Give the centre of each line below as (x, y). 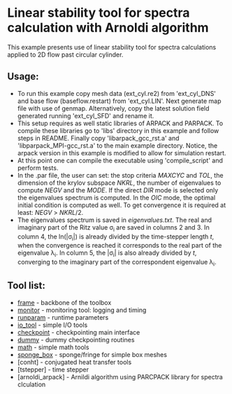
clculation (31, 384)
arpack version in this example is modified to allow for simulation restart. (122, 153)
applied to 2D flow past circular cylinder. (65, 55)
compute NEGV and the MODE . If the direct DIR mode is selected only (118, 190)
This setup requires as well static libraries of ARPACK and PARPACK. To (120, 123)
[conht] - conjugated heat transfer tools (74, 362)
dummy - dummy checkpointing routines (76, 339)
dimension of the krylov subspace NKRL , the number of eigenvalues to (119, 183)
